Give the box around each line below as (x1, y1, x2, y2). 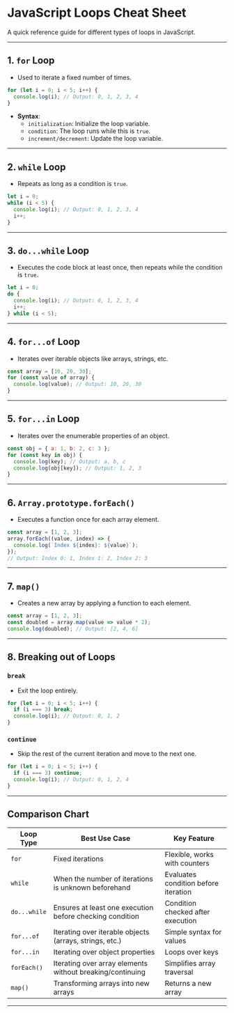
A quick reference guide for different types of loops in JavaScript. (7, 28, 196, 36)
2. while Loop (7, 161, 66, 173)
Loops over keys (164, 947, 219, 957)
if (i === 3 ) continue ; (13, 770, 82, 777)
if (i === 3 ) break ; (13, 706, 73, 713)
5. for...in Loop (7, 413, 80, 425)
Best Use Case (81, 833, 131, 843)
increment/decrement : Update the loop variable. (27, 134, 164, 143)
